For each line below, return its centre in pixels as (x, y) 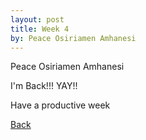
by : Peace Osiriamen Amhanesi (73, 38)
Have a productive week (60, 105)
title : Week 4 (40, 29)
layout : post (37, 19)
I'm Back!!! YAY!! (44, 86)
